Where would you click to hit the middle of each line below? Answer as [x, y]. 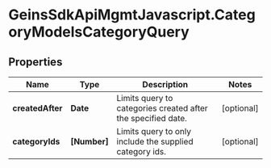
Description [165, 84]
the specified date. [152, 118]
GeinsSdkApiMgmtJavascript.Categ [132, 15]
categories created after [162, 108]
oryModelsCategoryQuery [99, 32]
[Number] [90, 141]
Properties [35, 62]
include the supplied [155, 141]
